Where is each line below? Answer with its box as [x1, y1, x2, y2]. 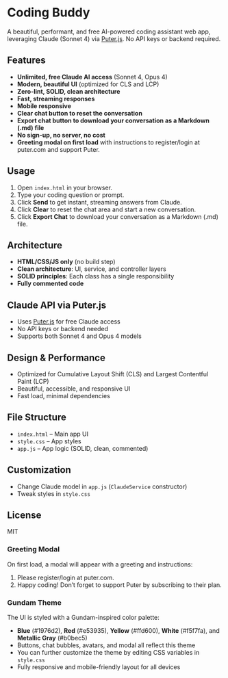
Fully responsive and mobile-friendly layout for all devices [16, 663, 181, 671]
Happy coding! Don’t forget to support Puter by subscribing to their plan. [16, 580, 223, 589]
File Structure [7, 412, 66, 423]
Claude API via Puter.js [7, 299, 107, 311]
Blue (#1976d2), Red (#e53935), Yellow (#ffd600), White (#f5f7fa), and [16, 627, 220, 635]
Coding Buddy [7, 5, 90, 21]
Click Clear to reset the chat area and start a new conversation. [16, 205, 197, 213]
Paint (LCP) [16, 378, 49, 385]
